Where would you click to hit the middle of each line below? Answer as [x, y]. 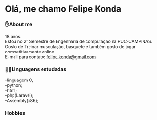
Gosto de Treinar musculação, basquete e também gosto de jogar [71, 47]
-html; [11, 90]
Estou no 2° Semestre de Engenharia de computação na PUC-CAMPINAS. [79, 41]
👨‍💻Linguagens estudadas [36, 69]
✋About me [19, 24]
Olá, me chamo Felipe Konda [63, 9]
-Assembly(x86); [22, 100]
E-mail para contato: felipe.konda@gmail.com [50, 57]
